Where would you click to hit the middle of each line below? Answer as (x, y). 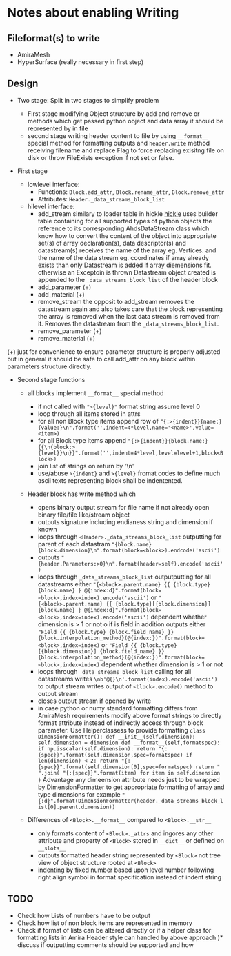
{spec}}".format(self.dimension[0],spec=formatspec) (115, 767)
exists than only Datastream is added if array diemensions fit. (124, 265)
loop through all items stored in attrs (89, 414)
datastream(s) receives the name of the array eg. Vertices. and (127, 250)
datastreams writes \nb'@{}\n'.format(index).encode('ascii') (128, 679)
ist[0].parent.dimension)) (77, 807)
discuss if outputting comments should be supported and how (106, 945)
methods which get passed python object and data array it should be (125, 121)
